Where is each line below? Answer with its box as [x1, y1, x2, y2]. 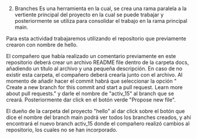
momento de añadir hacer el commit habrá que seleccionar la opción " [6, 77, 177, 84]
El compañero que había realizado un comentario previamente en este [6, 53, 176, 59]
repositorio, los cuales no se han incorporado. [6, 126, 118, 133]
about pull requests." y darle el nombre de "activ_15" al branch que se [6, 90, 175, 97]
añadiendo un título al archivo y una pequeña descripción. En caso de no [6, 65, 183, 72]
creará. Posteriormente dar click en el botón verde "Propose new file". [6, 96, 176, 103]
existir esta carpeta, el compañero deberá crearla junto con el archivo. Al [6, 72, 183, 78]
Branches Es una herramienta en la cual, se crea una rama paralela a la [14, 5, 187, 12]
